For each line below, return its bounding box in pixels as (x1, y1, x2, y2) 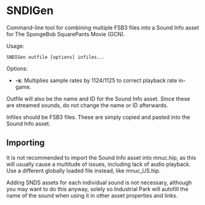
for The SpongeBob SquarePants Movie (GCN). (6, 30, 125, 37)
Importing (6, 138, 45, 148)
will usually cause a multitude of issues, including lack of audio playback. (6, 160, 191, 168)
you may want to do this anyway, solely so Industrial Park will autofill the (6, 185, 188, 193)
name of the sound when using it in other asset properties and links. (6, 192, 178, 199)
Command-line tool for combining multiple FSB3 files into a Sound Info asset (6, 24, 199, 31)
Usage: (6, 42, 24, 50)
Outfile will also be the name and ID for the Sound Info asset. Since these (6, 95, 190, 102)
